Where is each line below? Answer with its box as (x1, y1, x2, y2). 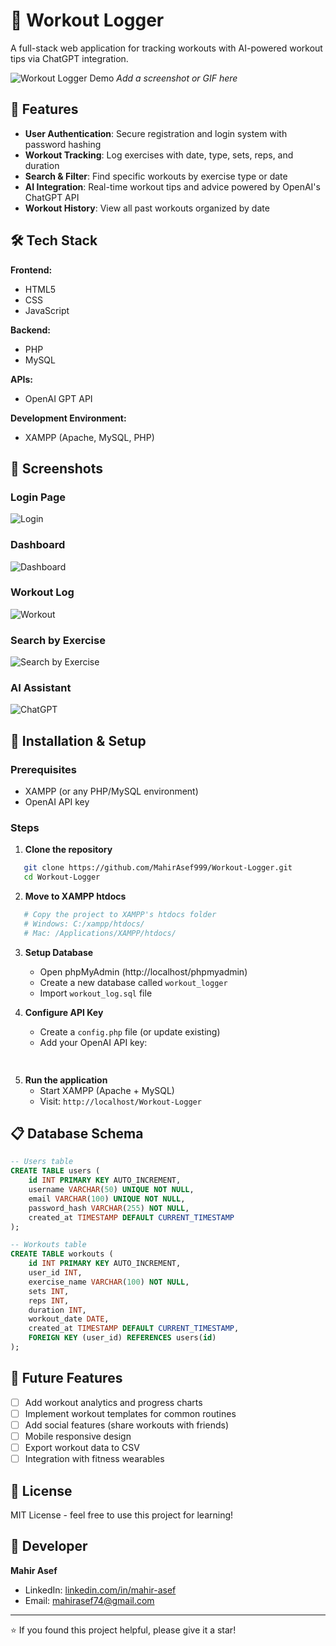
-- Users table (10, 1157, 74, 1167)
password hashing (24, 138, 102, 150)
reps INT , (28, 1295, 70, 1306)
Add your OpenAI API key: (39, 1036, 148, 1048)
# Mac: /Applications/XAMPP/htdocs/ (23, 928, 177, 938)
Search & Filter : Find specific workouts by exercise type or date (24, 170, 288, 182)
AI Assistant (10, 681, 72, 695)
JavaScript (24, 304, 70, 316)
